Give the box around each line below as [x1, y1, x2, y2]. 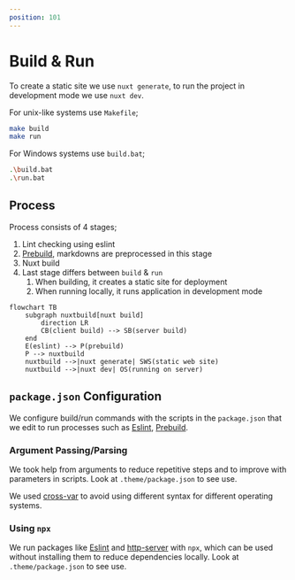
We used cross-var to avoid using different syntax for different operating [9, 491, 274, 501]
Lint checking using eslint [21, 238, 116, 249]
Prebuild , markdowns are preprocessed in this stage [21, 248, 213, 259]
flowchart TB [9, 303, 57, 312]
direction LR [41, 318, 89, 328]
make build [9, 124, 49, 133]
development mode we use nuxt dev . [9, 89, 144, 100]
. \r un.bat [9, 174, 46, 182]
